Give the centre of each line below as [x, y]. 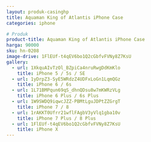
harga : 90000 [23, 45]
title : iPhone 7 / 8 [43, 107]
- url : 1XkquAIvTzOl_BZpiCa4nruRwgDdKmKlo [66, 68]
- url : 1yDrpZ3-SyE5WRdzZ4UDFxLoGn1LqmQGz [66, 79]
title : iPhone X [38, 130]
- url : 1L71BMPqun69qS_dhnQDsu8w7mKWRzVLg [66, 90]
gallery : [17, 62]
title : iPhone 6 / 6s [44, 85]
